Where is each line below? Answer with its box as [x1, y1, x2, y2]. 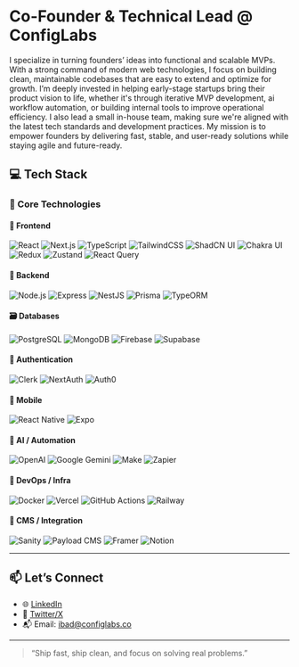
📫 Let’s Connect [9, 571, 104, 586]
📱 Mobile [9, 394, 43, 405]
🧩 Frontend [9, 220, 51, 231]
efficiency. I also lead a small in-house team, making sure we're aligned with [9, 111, 289, 122]
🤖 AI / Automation [9, 434, 76, 445]
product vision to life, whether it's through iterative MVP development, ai [9, 92, 275, 103]
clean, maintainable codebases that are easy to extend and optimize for [9, 73, 272, 84]
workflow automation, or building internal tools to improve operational [9, 102, 264, 112]
